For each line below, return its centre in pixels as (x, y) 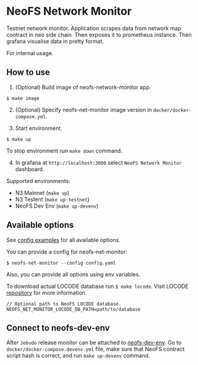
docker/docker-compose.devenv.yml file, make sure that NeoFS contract (96, 349)
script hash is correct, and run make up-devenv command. (78, 356)
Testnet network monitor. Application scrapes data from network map (94, 28)
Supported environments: (38, 181)
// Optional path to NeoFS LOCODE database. (64, 304)
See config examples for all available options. (64, 239)
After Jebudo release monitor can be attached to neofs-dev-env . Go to (94, 343)
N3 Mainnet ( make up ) (42, 193)
